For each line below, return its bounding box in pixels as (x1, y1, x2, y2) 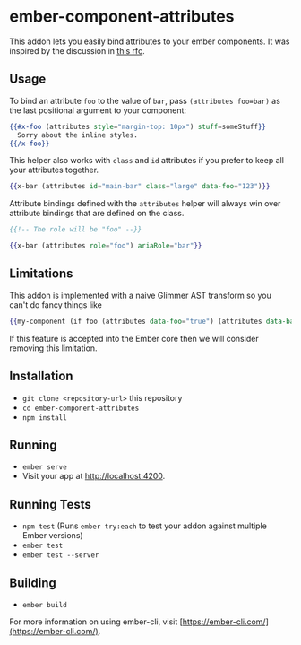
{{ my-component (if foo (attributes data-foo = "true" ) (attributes (9, 317, 262, 326)
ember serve (21, 463, 67, 472)
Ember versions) (21, 530, 83, 541)
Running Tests (9, 496, 91, 512)
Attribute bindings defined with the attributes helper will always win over (9, 198, 281, 209)
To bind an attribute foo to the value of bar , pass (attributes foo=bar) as (9, 95, 280, 106)
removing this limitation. (9, 343, 98, 353)
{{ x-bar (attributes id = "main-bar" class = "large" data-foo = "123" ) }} (9, 182, 271, 191)
